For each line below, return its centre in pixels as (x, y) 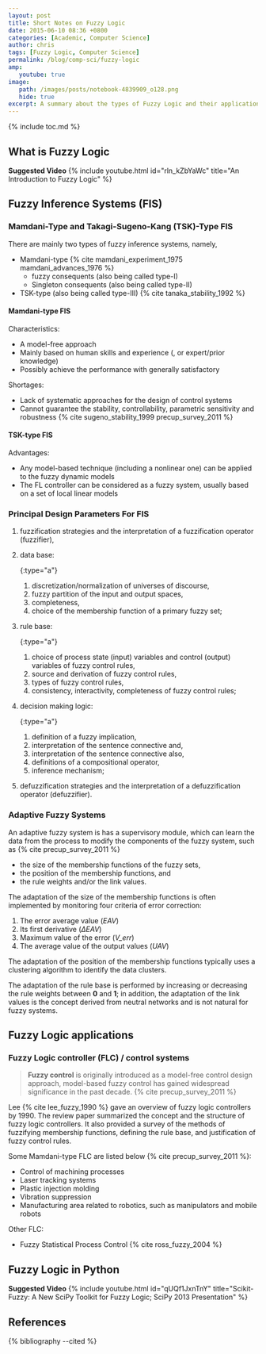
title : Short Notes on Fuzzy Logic (67, 23)
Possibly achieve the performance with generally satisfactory (120, 369)
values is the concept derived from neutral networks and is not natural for (128, 1002)
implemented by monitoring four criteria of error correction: (105, 905)
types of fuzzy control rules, (78, 682)
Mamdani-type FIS (40, 311)
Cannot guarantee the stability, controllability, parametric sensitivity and (137, 409)
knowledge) (39, 361)
